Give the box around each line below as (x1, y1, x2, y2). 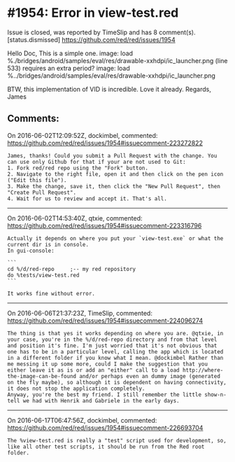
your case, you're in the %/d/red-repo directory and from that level (7, 336, 218, 343)
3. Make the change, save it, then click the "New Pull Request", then (7, 183, 220, 190)
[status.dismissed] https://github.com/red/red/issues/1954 (7, 35, 176, 43)
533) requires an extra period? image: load (7, 64, 131, 72)
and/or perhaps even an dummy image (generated (79, 372, 220, 379)
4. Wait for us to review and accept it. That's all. (7, 195, 168, 202)
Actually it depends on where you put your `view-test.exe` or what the (7, 234, 224, 242)
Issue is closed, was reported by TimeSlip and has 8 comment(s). (7, 28, 196, 36)
